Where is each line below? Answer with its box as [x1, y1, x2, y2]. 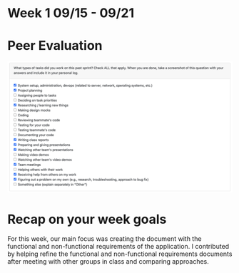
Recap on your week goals [7, 211, 167, 227]
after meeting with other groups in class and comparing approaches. [7, 257, 209, 266]
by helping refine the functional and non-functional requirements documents [7, 249, 233, 258]
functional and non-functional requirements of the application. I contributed [7, 242, 230, 251]
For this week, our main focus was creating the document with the [7, 235, 202, 243]
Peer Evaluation [7, 38, 103, 54]
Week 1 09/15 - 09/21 [7, 5, 135, 21]
